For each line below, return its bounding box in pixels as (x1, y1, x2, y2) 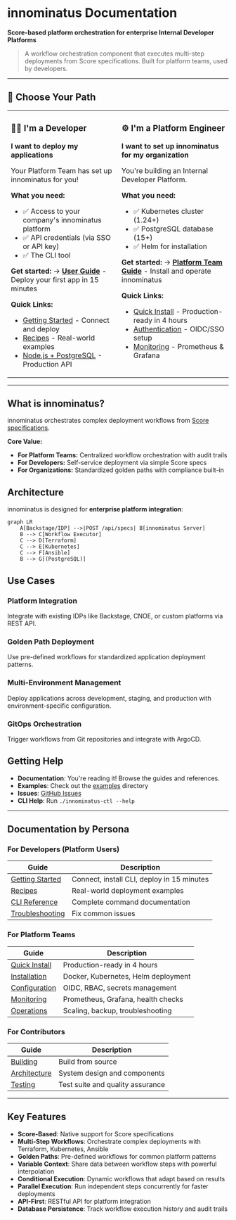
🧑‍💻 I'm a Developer (11, 122, 87, 134)
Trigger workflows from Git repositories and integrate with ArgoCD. (7, 735, 202, 743)
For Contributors (7, 1027, 65, 1036)
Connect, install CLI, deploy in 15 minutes (71, 875, 209, 884)
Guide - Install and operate (122, 266, 212, 276)
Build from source (58, 1057, 117, 1067)
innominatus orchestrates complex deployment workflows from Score (7, 417, 209, 425)
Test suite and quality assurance (58, 1079, 166, 1089)
